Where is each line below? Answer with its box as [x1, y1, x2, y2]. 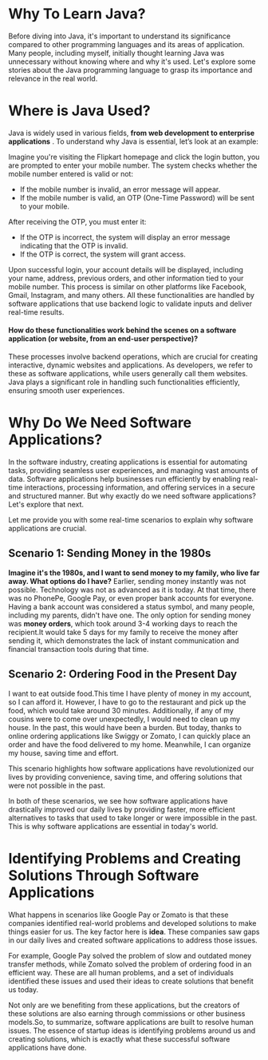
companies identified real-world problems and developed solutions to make [8, 918, 257, 927]
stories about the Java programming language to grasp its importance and [8, 65, 253, 74]
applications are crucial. [8, 524, 87, 534]
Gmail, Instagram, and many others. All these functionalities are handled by [8, 290, 255, 300]
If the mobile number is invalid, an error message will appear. [19, 185, 221, 194]
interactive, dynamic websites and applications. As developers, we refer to [8, 360, 254, 370]
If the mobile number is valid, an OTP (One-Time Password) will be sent [19, 193, 255, 202]
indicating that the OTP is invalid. [19, 240, 128, 250]
